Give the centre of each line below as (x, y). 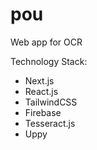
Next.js (39, 80)
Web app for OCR (46, 42)
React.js (41, 91)
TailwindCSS (51, 102)
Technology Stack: (49, 61)
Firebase (43, 112)
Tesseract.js (50, 123)
